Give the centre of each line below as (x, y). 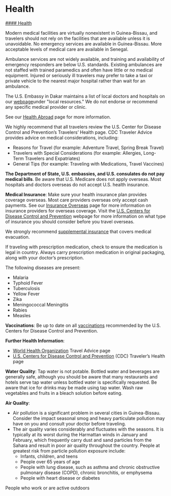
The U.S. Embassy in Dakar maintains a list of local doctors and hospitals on (85, 96)
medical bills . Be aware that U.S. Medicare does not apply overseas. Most (83, 179)
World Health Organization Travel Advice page (62, 350)
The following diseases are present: (43, 267)
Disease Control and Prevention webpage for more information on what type (86, 216)
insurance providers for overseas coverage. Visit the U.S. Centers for (78, 210)
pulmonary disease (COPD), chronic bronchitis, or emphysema (86, 473)
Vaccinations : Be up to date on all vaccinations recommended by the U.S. (83, 325)
